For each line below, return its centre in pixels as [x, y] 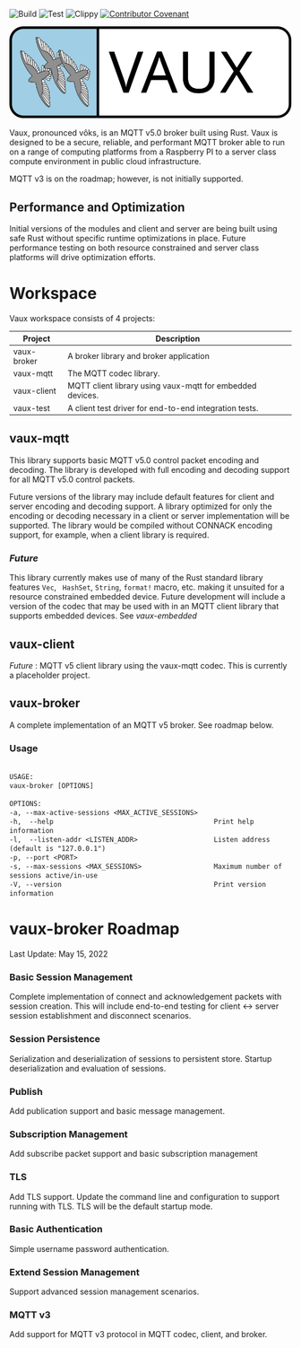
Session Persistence [55, 1039]
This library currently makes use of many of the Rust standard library [136, 578]
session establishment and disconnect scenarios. [100, 1016]
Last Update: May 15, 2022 [59, 954]
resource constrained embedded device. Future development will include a [147, 597]
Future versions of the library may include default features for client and [142, 496]
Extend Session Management [75, 1272]
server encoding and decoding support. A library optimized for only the [141, 506]
